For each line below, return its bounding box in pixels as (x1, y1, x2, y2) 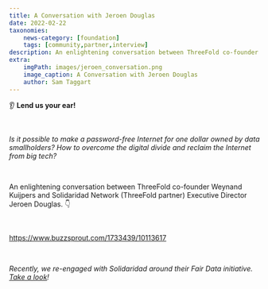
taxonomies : (9, 26, 49, 34)
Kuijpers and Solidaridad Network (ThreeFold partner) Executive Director (9, 190, 247, 199)
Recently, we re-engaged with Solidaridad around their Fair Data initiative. (9, 264, 253, 273)
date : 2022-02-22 (9, 19, 67, 27)
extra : (9, 56, 31, 64)
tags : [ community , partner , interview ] (23, 41, 149, 49)
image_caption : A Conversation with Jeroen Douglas (23, 71, 198, 79)
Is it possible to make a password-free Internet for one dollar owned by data (9, 134, 261, 144)
